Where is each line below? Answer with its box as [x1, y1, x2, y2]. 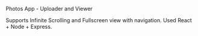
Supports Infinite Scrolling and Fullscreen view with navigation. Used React [5, 17, 193, 23]
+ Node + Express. [5, 23, 53, 30]
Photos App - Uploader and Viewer [5, 5, 93, 12]
